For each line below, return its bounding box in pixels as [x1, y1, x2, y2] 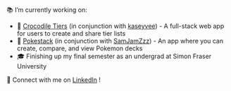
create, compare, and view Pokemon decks [16, 44, 143, 52]
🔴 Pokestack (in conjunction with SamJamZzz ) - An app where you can [16, 37, 224, 45]
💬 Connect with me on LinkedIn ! [6, 76, 101, 84]
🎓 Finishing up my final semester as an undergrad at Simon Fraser [16, 52, 212, 60]
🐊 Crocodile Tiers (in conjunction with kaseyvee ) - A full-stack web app [16, 22, 225, 30]
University [16, 62, 47, 70]
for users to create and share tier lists [16, 29, 126, 37]
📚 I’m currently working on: [6, 6, 87, 14]
